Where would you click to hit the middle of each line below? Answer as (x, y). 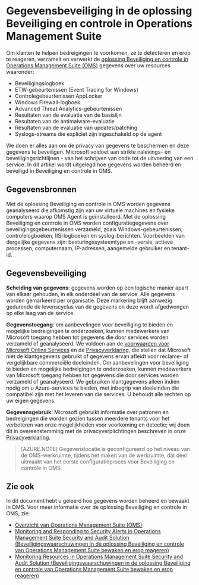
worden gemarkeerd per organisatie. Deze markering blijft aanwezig (89, 300)
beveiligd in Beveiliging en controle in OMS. (59, 170)
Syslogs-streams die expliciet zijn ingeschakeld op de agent (88, 134)
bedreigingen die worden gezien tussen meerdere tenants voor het (88, 418)
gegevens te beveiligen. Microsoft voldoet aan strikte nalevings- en (89, 152)
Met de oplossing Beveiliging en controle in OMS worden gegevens (89, 204)
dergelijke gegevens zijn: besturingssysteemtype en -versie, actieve (90, 242)
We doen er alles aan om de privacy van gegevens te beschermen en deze (98, 145)
